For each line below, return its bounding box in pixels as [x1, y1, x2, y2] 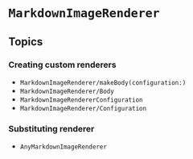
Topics [8, 35, 43, 48]
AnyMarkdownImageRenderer [19, 143, 107, 151]
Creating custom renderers [8, 59, 117, 70]
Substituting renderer [8, 123, 95, 134]
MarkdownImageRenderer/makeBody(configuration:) [19, 78, 187, 86]
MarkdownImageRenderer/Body [19, 87, 114, 95]
